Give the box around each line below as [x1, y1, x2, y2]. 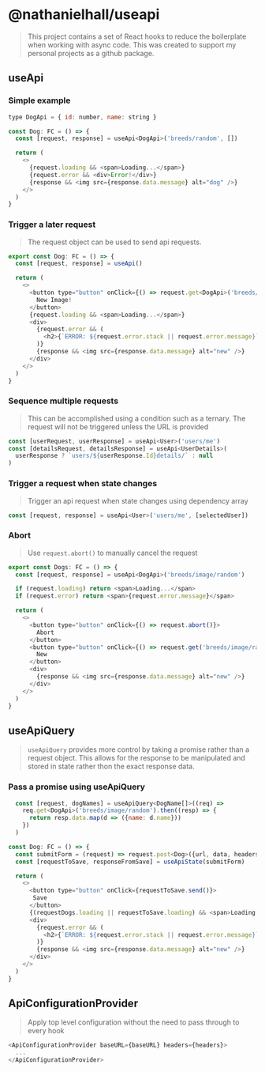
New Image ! [36, 296, 73, 304]
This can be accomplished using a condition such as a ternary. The [27, 413, 246, 423]
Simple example [8, 95, 71, 106]
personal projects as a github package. [27, 48, 155, 58]
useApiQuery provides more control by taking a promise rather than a [27, 745, 250, 754]
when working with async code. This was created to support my [27, 40, 237, 49]
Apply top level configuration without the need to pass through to [27, 1017, 240, 1027]
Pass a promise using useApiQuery [8, 781, 146, 792]
